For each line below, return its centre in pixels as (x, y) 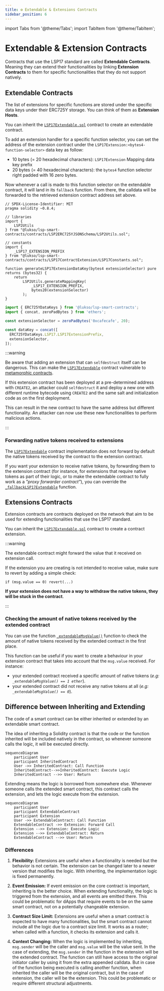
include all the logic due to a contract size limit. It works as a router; (80, 927)
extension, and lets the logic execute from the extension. (62, 794)
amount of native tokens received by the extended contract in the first (76, 641)
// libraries (18, 217)
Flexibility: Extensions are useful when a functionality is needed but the (85, 860)
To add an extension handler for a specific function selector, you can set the (82, 139)
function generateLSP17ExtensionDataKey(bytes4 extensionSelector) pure (81, 269)
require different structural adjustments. (52, 983)
